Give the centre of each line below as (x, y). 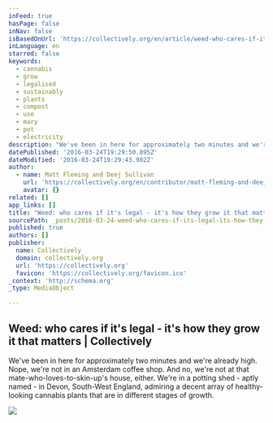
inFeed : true (30, 16)
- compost (32, 107)
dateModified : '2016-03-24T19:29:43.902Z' (81, 159)
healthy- (249, 386)
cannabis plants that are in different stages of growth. (125, 395)
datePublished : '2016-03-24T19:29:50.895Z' (83, 152)
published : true (36, 228)
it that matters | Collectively (80, 341)
